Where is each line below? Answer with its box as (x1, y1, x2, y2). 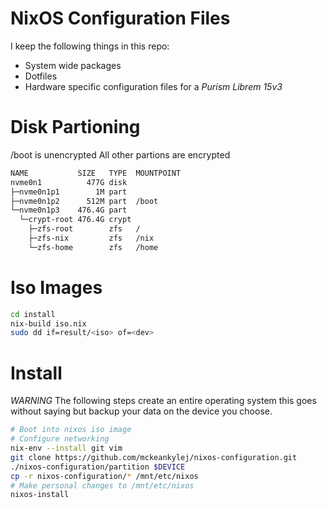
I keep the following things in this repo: (10, 40, 170, 52)
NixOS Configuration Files (10, 7, 231, 30)
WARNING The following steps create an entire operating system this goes (10, 395, 317, 407)
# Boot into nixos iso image (10, 425, 132, 435)
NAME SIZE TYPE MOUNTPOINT (10, 168, 182, 178)
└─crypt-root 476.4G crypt (19, 215, 132, 225)
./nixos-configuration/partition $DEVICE (10, 462, 186, 472)
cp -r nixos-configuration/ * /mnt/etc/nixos (10, 471, 199, 481)
